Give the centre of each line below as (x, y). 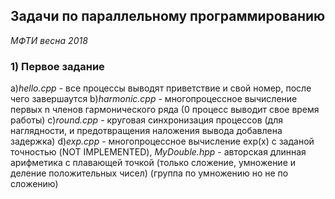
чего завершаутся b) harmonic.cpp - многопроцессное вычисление (154, 99)
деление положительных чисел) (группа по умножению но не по (149, 173)
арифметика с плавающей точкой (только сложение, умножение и (153, 163)
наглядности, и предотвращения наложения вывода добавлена (146, 131)
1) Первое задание (57, 66)
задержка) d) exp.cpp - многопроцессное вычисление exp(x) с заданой (162, 141)
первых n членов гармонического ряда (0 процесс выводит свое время (165, 110)
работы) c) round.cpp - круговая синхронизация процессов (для (146, 120)
